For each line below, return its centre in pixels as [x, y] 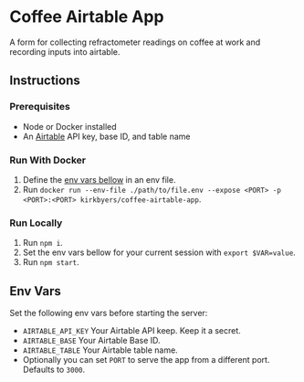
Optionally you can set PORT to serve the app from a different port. [146, 360]
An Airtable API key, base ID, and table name [106, 136]
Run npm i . [43, 243]
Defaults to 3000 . [53, 370]
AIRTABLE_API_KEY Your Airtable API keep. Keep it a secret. [132, 331]
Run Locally [36, 223]
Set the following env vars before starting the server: [109, 313]
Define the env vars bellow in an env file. [99, 179]
